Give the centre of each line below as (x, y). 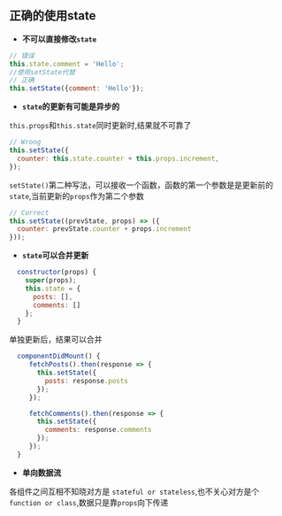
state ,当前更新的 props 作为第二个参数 (76, 196)
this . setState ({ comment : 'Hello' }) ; (76, 89)
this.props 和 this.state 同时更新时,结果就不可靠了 (100, 126)
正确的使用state (53, 16)
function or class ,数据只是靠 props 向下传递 (89, 502)
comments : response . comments (98, 430)
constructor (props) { (57, 273)
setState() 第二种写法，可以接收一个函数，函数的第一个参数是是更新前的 (141, 185)
